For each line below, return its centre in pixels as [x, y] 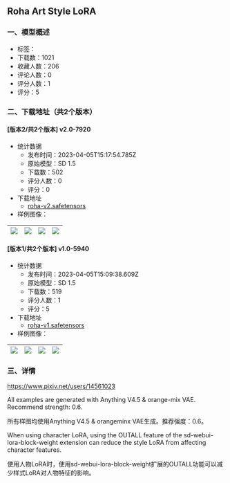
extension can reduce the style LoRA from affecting [133, 443]
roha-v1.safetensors [56, 325]
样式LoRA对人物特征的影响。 [54, 473]
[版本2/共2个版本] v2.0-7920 [49, 129]
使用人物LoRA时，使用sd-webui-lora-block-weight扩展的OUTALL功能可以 [112, 464]
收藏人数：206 [38, 66]
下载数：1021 [36, 57]
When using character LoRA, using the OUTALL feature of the [95, 435]
